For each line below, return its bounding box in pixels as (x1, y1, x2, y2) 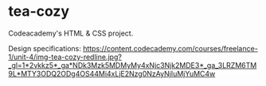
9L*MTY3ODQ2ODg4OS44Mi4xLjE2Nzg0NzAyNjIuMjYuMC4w (8, 69, 216, 78)
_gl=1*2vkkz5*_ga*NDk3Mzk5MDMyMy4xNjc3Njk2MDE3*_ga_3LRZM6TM (8, 60, 257, 69)
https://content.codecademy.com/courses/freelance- (82, 43, 259, 53)
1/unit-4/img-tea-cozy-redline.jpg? (8, 52, 122, 62)
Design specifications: (8, 43, 81, 53)
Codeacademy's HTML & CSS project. (8, 28, 134, 38)
